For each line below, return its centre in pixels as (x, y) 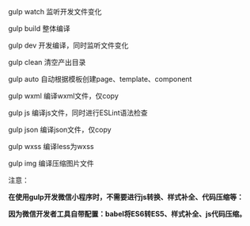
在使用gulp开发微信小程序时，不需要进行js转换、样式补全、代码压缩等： (126, 197)
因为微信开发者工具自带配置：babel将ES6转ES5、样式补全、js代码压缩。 (127, 214)
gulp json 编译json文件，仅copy (60, 130)
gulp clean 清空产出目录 (47, 62)
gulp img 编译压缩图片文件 (51, 163)
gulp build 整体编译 (39, 29)
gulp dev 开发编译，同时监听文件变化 (68, 45)
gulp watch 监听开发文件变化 (55, 11)
